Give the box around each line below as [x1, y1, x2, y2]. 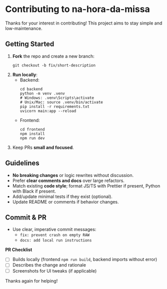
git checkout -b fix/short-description [12, 62, 96, 68]
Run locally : [12, 71, 37, 77]
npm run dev [19, 135, 45, 140]
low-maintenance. [5, 25, 42, 31]
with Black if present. [12, 188, 56, 194]
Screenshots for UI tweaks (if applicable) [12, 267, 97, 273]
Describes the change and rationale [12, 262, 86, 268]
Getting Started [5, 40, 54, 48]
